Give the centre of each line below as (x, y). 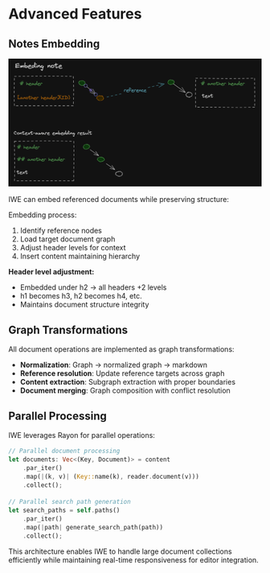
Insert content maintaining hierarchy (80, 256)
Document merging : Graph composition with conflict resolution (125, 390)
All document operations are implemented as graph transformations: (121, 349)
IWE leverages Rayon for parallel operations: (82, 435)
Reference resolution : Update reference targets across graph (122, 373)
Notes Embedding (54, 44)
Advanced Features (75, 14)
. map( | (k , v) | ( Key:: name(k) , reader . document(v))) (111, 476)
